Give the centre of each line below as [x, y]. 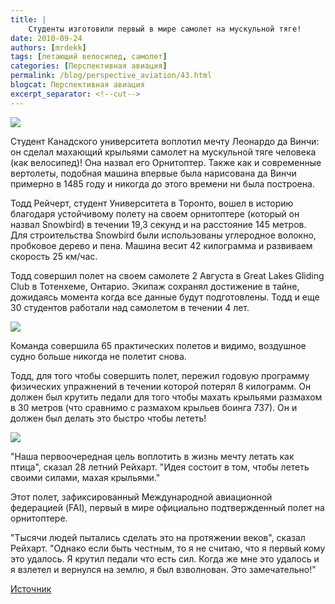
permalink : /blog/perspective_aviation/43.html [111, 76]
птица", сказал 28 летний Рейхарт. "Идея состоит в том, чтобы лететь [160, 467]
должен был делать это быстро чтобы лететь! [108, 418]
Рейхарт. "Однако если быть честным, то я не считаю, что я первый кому [168, 548]
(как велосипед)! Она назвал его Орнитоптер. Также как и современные [166, 162]
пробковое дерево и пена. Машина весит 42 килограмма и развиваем [161, 245]
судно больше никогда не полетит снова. [98, 356]
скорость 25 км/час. [54, 256]
